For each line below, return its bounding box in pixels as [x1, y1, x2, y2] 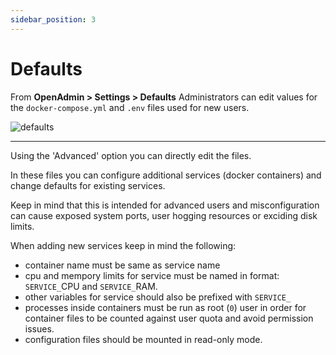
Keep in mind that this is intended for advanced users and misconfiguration [10, 199, 320, 211]
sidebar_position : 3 [10, 14, 97, 25]
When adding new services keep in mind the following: [10, 239, 237, 251]
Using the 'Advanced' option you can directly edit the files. [10, 149, 252, 161]
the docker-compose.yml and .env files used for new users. [10, 101, 250, 113]
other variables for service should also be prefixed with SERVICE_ [24, 291, 292, 303]
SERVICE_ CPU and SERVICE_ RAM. [24, 280, 158, 292]
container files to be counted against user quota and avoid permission [24, 312, 314, 324]
